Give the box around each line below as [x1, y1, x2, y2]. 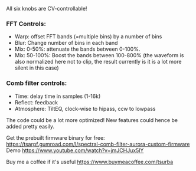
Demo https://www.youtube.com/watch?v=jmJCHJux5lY [6, 147, 144, 154]
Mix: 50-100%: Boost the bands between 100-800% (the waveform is [14, 52, 184, 59]
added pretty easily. [6, 123, 55, 130]
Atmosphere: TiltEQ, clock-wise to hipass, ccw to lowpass [14, 105, 156, 112]
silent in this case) [14, 64, 59, 71]
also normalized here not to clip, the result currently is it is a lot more [14, 58, 182, 65]
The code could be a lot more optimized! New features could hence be [6, 116, 178, 123]
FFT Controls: [6, 19, 46, 28]
